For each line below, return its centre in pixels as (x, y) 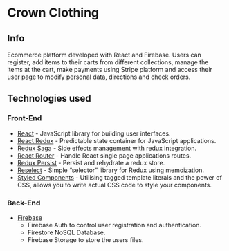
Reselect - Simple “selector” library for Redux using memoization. (111, 170)
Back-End (24, 203)
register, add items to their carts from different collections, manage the (108, 62)
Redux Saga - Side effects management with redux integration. (107, 148)
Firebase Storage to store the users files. (85, 239)
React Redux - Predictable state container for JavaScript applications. (117, 140)
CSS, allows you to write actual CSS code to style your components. (114, 185)
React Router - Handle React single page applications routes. (104, 155)
